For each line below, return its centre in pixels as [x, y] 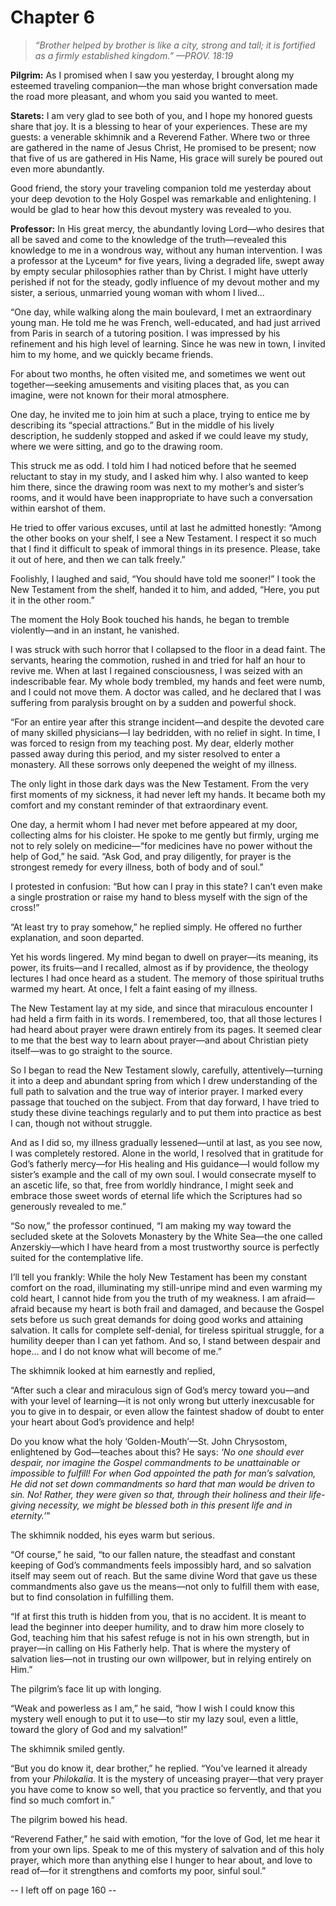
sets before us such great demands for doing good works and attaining [157, 1319]
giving [23, 1505]
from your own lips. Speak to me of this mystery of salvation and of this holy [167, 1849]
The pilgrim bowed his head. [69, 1819]
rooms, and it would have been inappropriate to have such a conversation [161, 497]
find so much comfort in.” [62, 1800]
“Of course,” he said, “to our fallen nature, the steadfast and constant [153, 1554]
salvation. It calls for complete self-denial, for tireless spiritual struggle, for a [167, 1330]
